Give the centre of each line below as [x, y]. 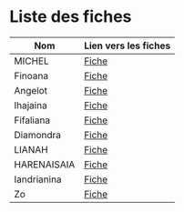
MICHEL [31, 61]
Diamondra [38, 135]
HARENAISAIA [45, 164]
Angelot [31, 90]
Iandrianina [38, 179]
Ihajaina [31, 105]
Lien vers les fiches [127, 45]
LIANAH [31, 149]
